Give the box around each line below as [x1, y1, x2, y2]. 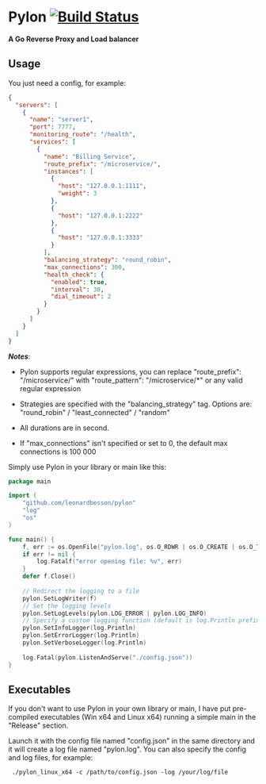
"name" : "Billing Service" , [43, 152, 136, 160]
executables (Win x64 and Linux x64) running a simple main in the [40, 713, 256, 722]
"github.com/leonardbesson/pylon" [22, 499, 136, 507]
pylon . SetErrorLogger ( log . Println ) [22, 632, 140, 640]
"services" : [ [28, 138, 77, 146]
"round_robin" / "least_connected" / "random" [19, 407, 170, 417]
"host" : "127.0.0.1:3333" [58, 234, 144, 242]
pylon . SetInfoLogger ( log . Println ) [22, 624, 136, 632]
